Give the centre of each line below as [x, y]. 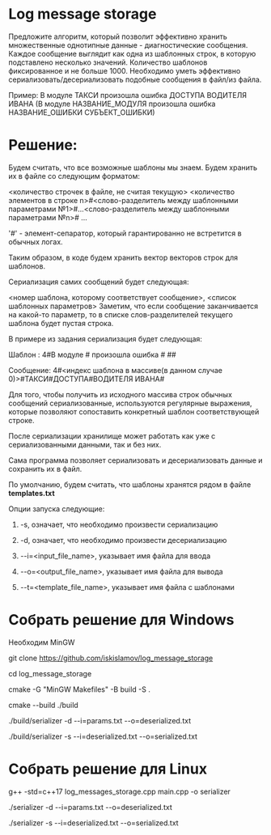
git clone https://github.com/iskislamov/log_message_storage [111, 658]
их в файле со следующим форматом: [74, 176]
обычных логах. [36, 242]
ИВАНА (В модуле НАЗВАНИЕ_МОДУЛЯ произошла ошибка [112, 104]
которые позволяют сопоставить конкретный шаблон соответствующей [134, 411]
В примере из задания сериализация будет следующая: [105, 339]
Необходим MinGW [42, 642]
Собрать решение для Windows [121, 620]
